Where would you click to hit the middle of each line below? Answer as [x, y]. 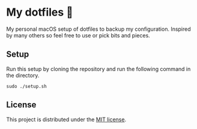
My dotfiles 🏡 [40, 12]
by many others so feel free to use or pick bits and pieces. [78, 35]
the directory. [23, 75]
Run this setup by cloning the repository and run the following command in [98, 69]
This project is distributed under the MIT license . [66, 119]
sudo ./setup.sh [26, 86]
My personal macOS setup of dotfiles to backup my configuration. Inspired [98, 29]
